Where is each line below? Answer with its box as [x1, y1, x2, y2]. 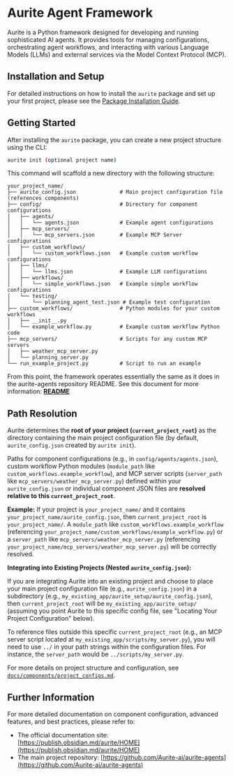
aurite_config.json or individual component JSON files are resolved [7, 484, 206, 493]
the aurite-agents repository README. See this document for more [7, 380, 199, 388]
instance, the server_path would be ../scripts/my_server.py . [7, 650, 184, 658]
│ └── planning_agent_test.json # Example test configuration [7, 299, 211, 306]
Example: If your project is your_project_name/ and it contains [7, 505, 186, 514]
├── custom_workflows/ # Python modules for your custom [7, 305, 220, 312]
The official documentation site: [17, 731, 109, 740]
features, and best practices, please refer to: [7, 717, 135, 726]
